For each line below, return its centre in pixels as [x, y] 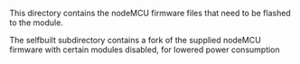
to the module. [36, 23]
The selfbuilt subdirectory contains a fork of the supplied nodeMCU [136, 40]
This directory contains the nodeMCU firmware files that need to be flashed [150, 13]
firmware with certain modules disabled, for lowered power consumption [145, 50]
